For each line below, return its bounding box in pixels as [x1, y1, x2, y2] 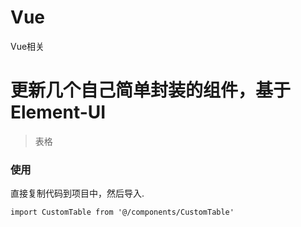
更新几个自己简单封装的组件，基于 [10, 79, 292, 102]
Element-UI [10, 101, 107, 124]
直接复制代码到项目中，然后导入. [10, 187, 145, 200]
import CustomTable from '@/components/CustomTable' [10, 207, 235, 218]
